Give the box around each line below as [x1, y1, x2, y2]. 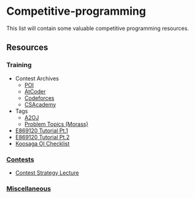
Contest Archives [15, 75, 59, 82]
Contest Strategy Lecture [15, 169, 80, 176]
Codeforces [24, 94, 55, 102]
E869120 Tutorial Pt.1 [15, 127, 69, 134]
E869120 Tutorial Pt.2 [15, 133, 70, 140]
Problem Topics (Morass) [24, 120, 89, 128]
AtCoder [24, 88, 46, 95]
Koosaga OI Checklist [15, 140, 70, 147]
